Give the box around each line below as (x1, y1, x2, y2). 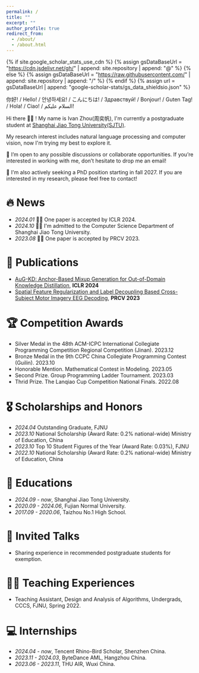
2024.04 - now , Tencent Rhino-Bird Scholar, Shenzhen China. (14, 648, 166, 655)
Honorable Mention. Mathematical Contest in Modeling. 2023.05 (14, 365, 172, 373)
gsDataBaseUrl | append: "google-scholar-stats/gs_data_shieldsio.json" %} (6, 83, 191, 90)
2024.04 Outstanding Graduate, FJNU (14, 424, 108, 431)
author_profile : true (6, 25, 60, 32)
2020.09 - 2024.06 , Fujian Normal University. (14, 502, 126, 509)
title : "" (6, 14, 31, 20)
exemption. (14, 555, 43, 562)
